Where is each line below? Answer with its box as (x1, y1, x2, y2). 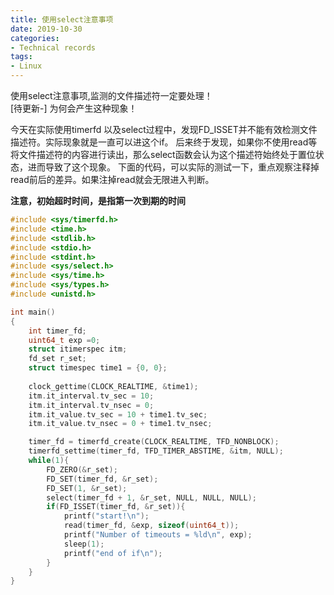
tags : (10, 52, 33, 62)
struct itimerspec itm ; (28, 344, 128, 355)
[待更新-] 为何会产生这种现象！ (10, 102, 138, 114)
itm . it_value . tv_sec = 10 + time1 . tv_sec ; (28, 409, 208, 420)
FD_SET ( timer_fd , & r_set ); (46, 474, 159, 484)
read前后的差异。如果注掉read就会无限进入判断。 (10, 174, 215, 185)
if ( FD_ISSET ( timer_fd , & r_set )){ (46, 502, 186, 512)
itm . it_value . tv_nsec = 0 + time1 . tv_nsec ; (28, 419, 213, 429)
